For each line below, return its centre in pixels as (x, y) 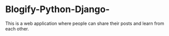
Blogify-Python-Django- (58, 9)
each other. (17, 28)
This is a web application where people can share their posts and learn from (85, 23)
